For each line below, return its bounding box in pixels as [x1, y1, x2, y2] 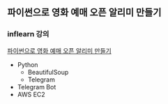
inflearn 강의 [7, 29, 49, 39]
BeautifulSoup [27, 68, 69, 76]
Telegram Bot [17, 82, 56, 91]
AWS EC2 [17, 90, 45, 98]
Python [17, 60, 38, 68]
